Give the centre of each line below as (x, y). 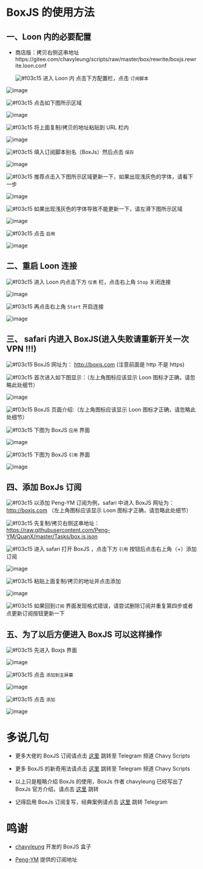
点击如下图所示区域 (58, 103)
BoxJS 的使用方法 (51, 12)
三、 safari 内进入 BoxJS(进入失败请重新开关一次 (98, 339)
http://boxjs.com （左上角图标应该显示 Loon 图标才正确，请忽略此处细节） (99, 510)
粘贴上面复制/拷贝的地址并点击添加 (78, 581)
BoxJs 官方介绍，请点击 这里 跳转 (57, 789)
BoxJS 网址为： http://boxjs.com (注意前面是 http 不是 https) (109, 364)
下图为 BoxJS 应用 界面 (62, 430)
